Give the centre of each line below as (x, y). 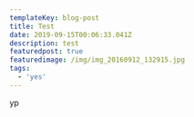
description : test (44, 43)
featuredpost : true (46, 52)
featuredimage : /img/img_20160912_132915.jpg (97, 60)
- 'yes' (32, 77)
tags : (20, 69)
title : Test (32, 26)
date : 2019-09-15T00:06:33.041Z (71, 34)
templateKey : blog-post (55, 18)
